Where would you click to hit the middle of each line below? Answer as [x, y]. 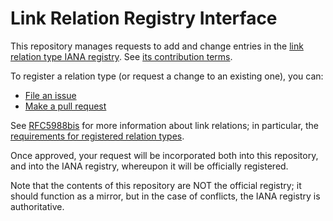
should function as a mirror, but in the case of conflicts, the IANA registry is [165, 196]
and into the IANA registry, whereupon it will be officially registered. [149, 166]
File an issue [50, 95]
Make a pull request [65, 106]
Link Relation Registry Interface [144, 18]
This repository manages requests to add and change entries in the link [157, 46]
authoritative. [37, 206]
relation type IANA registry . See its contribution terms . [121, 56]
